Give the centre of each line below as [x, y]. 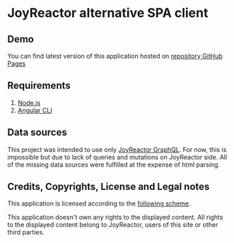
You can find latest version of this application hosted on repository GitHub [115, 56]
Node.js [29, 102]
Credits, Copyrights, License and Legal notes [109, 187]
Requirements [39, 86]
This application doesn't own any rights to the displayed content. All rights [115, 218]
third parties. [26, 232]
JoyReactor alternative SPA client [108, 13]
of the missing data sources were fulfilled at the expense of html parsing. [114, 165]
